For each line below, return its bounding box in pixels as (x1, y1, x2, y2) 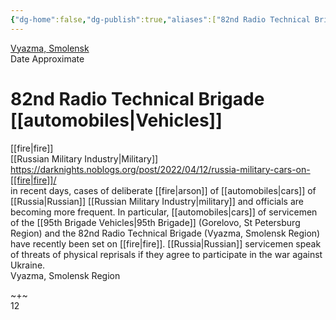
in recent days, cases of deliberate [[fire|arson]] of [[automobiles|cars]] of (10, 184, 317, 196)
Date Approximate (10, 52, 85, 65)
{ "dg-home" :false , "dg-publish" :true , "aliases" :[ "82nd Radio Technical (10, 14, 311, 25)
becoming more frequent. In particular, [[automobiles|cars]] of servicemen (10, 206, 318, 218)
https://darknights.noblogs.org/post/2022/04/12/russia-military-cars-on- (10, 163, 311, 175)
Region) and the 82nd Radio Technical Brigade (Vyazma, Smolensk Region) (10, 227, 321, 239)
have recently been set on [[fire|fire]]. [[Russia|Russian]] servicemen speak (10, 237, 322, 250)
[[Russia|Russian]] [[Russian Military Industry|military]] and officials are (10, 195, 304, 207)
